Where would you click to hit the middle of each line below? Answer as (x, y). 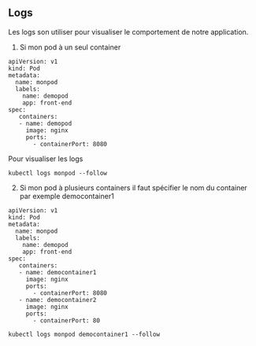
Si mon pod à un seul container (70, 47)
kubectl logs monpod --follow (58, 173)
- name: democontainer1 (58, 272)
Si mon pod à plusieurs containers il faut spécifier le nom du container (134, 187)
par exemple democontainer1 (67, 196)
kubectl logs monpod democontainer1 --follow (84, 334)
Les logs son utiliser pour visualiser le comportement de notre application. (128, 31)
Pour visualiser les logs (46, 158)
